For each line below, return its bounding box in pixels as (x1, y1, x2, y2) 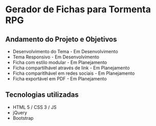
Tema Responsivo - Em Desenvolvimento (12, 54, 100, 60)
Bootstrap (12, 115, 34, 121)
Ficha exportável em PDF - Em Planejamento (12, 76, 107, 81)
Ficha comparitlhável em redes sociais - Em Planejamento (12, 70, 135, 76)
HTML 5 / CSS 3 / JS (12, 104, 57, 110)
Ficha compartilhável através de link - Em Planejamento (12, 65, 130, 71)
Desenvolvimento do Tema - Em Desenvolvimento (12, 49, 119, 54)
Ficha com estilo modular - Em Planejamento (12, 59, 107, 65)
